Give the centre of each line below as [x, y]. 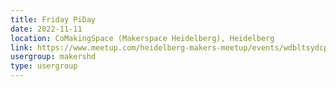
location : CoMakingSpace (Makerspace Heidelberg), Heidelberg [142, 38]
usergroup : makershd [53, 57]
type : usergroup [44, 66]
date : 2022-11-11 [46, 29]
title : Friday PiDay [53, 19]
